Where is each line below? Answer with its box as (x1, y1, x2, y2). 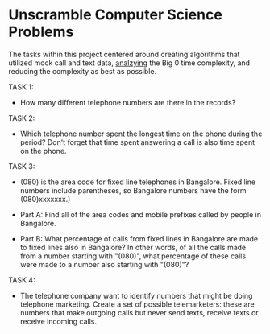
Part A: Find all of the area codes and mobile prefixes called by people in (19, 209, 262, 219)
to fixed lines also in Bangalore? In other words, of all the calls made (19, 242, 247, 252)
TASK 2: (8, 113, 35, 122)
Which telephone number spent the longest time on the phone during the (19, 129, 263, 138)
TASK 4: (8, 275, 35, 285)
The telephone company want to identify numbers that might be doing (19, 291, 253, 300)
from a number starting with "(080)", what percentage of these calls (19, 251, 247, 261)
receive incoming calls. (19, 316, 97, 326)
